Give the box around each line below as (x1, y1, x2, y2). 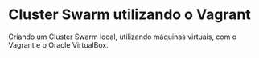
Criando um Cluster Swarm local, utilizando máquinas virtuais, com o (8, 32, 237, 41)
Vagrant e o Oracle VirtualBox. (8, 40, 109, 49)
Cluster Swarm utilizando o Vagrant (8, 6, 251, 24)
